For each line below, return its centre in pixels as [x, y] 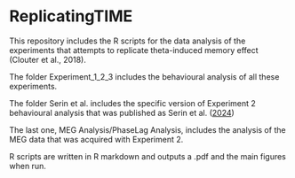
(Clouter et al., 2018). [48, 59]
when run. [28, 166]
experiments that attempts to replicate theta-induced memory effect [134, 50]
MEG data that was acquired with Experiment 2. [96, 139]
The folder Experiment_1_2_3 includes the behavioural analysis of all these [144, 76]
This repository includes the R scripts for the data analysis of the [128, 41]
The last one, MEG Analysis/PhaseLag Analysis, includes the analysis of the [147, 129]
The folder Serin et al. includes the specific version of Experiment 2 [132, 103]
